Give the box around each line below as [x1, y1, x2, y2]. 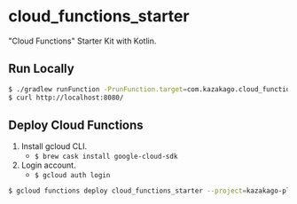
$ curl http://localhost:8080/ [8, 93, 124, 102]
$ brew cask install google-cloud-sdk [34, 153, 178, 161]
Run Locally [8, 61, 74, 76]
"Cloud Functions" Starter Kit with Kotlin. [8, 35, 157, 46]
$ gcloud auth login [34, 171, 111, 180]
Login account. [20, 160, 76, 170]
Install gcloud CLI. [20, 141, 88, 152]
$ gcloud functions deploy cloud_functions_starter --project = [8, 186, 247, 196]
